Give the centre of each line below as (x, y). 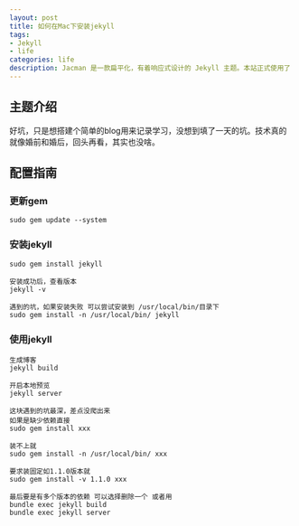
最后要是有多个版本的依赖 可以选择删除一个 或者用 (91, 497)
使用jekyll (31, 339)
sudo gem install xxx (50, 428)
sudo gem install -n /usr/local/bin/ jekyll (94, 315)
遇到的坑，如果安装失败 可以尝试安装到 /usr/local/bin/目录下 (114, 307)
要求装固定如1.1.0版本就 (50, 471)
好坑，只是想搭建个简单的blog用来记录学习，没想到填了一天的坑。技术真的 (148, 130)
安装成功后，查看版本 (43, 281)
